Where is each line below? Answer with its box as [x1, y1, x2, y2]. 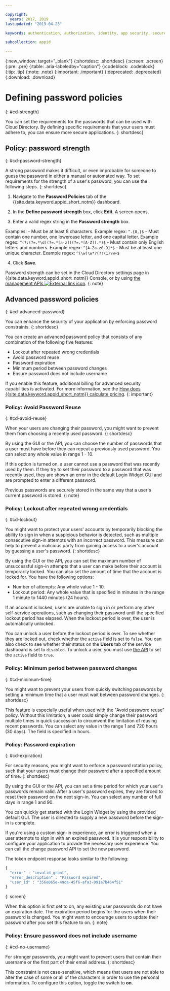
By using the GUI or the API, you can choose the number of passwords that [5, 440, 162, 446]
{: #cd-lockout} [5, 516, 37, 523]
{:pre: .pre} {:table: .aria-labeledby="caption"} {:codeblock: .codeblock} [5, 63, 155, 70]
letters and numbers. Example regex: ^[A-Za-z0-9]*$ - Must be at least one [5, 244, 162, 250]
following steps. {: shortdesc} [5, 183, 67, 189]
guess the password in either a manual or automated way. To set [5, 173, 140, 179]
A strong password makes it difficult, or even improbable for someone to [5, 167, 156, 173]
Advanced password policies [5, 295, 99, 304]
